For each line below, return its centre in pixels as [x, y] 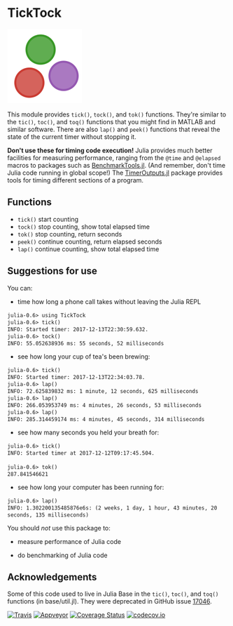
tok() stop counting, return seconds [70, 234]
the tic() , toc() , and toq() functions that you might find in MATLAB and [111, 121]
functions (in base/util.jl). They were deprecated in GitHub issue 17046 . [110, 601]
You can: [20, 288]
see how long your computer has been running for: [91, 487]
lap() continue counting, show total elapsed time [88, 249]
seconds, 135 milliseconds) [48, 515]
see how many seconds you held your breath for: [88, 432]
